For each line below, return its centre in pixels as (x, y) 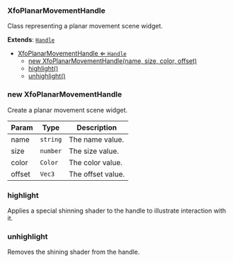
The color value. (95, 162)
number (51, 151)
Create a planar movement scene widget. (67, 110)
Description (97, 128)
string (51, 139)
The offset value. (97, 174)
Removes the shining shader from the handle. (74, 252)
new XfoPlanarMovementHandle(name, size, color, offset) (112, 61)
